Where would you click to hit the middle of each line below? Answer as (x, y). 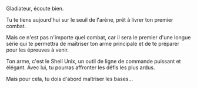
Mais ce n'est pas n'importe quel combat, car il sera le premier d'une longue (98, 37)
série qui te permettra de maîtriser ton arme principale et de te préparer (93, 44)
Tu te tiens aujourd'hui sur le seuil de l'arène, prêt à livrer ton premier (90, 20)
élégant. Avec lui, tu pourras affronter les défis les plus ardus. (81, 67)
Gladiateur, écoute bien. (35, 9)
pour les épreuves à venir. (38, 50)
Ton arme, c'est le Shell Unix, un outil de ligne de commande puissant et (94, 61)
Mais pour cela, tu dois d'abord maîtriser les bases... (70, 79)
